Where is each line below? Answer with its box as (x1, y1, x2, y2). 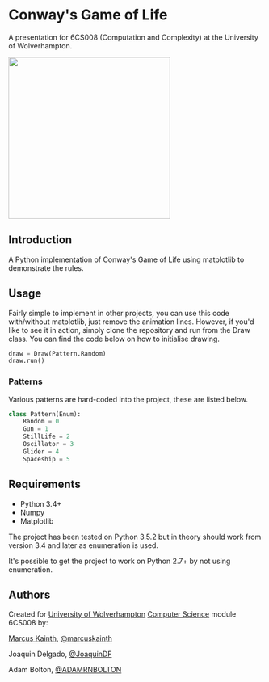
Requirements (8, 478, 81, 491)
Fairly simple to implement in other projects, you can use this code (8, 308, 230, 318)
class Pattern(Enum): (8, 410, 82, 418)
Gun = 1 (23, 425, 48, 433)
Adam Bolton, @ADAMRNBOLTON (8, 665, 122, 675)
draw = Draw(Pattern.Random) (8, 349, 107, 357)
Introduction (8, 233, 73, 247)
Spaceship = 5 (23, 455, 70, 463)
